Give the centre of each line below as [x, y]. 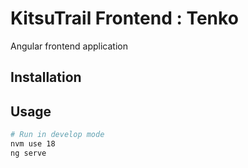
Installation [46, 77]
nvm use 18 [33, 144]
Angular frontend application [69, 46]
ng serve [28, 153]
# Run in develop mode [57, 135]
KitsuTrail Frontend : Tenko [124, 18]
